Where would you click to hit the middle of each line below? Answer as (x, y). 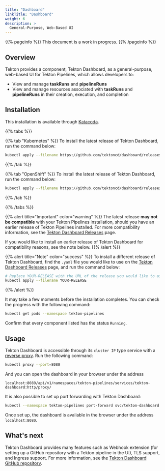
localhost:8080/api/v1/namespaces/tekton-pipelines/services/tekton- (78, 383)
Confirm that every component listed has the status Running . (66, 323)
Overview (20, 57)
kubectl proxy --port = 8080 (33, 364)
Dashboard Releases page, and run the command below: (63, 267)
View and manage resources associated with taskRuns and (72, 89)
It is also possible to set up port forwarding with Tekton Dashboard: (73, 396)
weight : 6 (15, 19)
